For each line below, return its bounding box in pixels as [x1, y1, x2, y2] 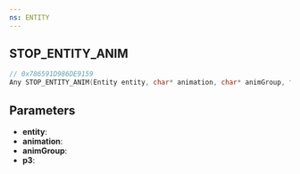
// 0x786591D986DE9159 [9, 70, 94, 79]
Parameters [9, 103, 76, 118]
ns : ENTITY [9, 12, 50, 22]
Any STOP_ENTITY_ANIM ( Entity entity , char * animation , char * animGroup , [9, 78, 286, 87]
